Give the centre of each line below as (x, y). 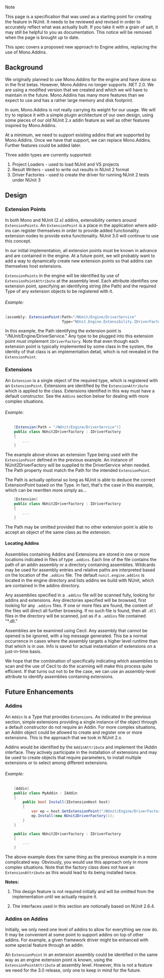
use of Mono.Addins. (26, 52)
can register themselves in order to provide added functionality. (76, 231)
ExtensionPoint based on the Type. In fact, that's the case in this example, (79, 485)
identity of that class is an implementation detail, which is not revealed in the (82, 352)
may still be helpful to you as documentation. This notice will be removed (78, 32)
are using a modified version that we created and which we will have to (76, 90)
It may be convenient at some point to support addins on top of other (74, 935)
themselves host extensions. (34, 266)
